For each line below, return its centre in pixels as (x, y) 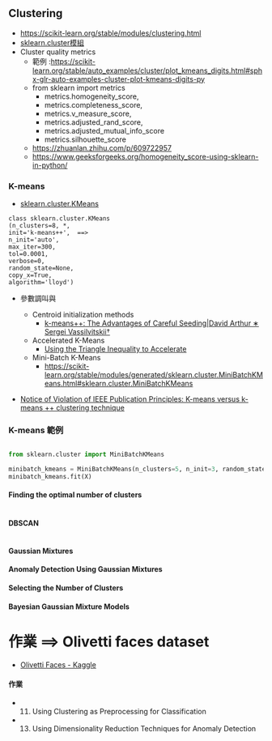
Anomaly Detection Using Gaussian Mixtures (86, 569)
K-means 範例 (36, 430)
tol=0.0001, (28, 253)
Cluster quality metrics (58, 52)
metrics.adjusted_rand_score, (93, 122)
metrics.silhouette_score (85, 139)
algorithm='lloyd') (41, 282)
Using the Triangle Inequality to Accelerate (115, 349)
